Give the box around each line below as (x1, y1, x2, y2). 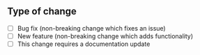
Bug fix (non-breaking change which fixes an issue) (17, 24, 166, 32)
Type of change (7, 6, 77, 17)
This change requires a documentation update (17, 40, 151, 48)
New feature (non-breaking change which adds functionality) (17, 31, 194, 40)
